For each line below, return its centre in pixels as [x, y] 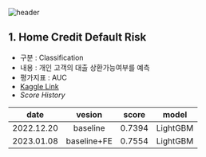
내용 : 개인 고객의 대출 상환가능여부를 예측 [85, 67]
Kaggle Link [39, 86]
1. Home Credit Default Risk [77, 37]
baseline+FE [89, 141]
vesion [89, 114]
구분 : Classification [51, 57]
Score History [42, 95]
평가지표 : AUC [44, 77]
